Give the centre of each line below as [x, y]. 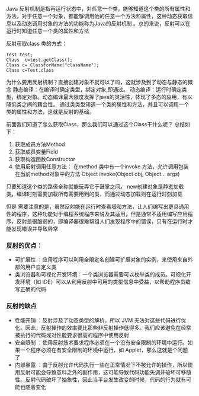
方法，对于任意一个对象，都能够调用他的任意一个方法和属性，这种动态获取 [97, 16]
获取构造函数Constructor [45, 159]
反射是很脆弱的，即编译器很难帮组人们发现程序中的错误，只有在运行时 [102, 221]
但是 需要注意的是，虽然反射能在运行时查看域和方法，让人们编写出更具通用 [98, 207]
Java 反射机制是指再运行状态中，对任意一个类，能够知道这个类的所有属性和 [98, 9]
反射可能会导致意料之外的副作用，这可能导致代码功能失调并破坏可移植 [105, 372]
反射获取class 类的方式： [36, 44]
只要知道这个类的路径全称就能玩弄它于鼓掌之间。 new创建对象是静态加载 [95, 186]
